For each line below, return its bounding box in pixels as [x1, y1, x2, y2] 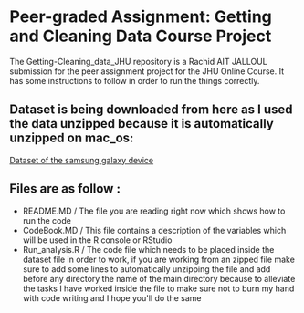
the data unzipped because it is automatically [9, 116, 274, 131]
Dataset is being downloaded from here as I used [9, 102, 294, 118]
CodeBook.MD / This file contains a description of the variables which [22, 224, 287, 235]
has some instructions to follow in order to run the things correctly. [9, 75, 260, 86]
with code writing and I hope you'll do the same [22, 292, 202, 303]
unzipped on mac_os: [9, 130, 134, 146]
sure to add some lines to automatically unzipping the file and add [22, 263, 271, 275]
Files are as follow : [9, 181, 121, 197]
